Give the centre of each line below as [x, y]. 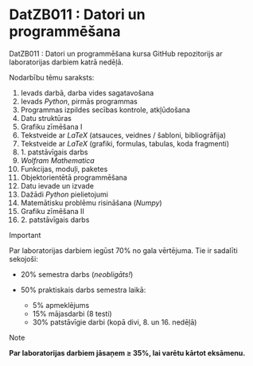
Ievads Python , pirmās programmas [79, 101]
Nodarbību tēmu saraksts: [52, 77]
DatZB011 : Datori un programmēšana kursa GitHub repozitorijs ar [116, 53]
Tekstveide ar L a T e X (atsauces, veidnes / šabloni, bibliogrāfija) [123, 135]
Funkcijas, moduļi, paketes [64, 169]
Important [25, 235]
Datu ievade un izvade [57, 185]
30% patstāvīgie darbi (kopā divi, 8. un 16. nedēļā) [115, 322]
